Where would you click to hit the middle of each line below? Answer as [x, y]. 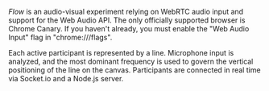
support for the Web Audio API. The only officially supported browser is [127, 20]
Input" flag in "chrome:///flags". [60, 37]
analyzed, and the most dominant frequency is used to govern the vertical [131, 61]
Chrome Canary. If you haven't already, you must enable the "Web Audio [129, 29]
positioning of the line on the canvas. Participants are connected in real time [134, 70]
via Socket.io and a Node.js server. [66, 79]
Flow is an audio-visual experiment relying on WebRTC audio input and [126, 12]
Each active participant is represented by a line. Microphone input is [121, 53]
